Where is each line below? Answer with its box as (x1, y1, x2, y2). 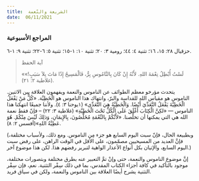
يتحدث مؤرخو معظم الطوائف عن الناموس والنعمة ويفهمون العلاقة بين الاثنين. (7, 88, 175, 95)
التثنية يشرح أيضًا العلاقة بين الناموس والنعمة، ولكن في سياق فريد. (7, 167, 151, 175)
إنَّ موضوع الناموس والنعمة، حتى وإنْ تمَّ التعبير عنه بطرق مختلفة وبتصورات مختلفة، (7, 155, 189, 162)
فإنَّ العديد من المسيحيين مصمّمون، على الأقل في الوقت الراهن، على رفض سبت (7, 137, 184, 144)
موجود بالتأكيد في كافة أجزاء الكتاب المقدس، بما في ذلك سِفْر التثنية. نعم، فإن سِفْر (7, 161, 188, 169)
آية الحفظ (21, 59, 43, 66)
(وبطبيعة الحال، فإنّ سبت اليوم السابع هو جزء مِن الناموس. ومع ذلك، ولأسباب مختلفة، (7, 131, 194, 138)
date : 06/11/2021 (7, 14, 52, 20)
